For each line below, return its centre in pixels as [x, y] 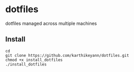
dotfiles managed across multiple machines [51, 23]
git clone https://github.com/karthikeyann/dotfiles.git [67, 55]
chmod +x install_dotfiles [34, 60]
